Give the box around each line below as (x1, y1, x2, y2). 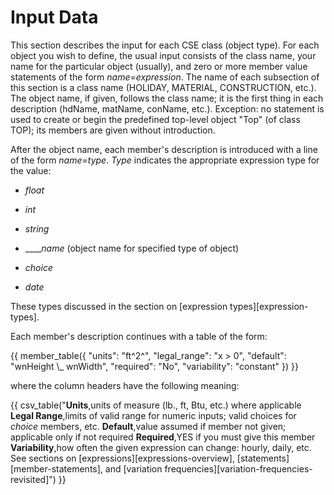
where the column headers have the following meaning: (10, 379, 240, 391)
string (24, 222, 50, 235)
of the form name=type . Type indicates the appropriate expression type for (10, 154, 320, 166)
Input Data (10, 6, 99, 29)
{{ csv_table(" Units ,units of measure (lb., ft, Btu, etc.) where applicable (10, 399, 302, 411)
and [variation (104, 462, 163, 475)
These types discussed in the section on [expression (10, 300, 228, 312)
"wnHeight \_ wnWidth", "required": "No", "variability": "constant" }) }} (10, 360, 299, 372)
